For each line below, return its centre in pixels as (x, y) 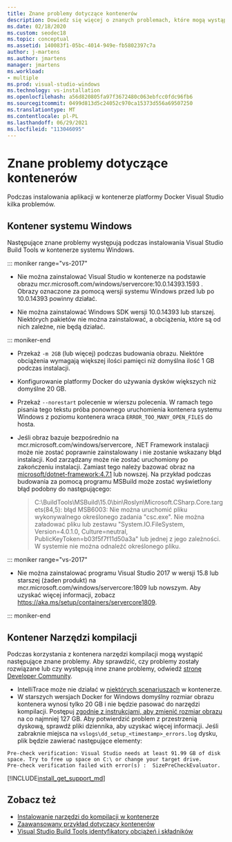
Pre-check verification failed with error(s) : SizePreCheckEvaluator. (114, 765)
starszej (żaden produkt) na (57, 580)
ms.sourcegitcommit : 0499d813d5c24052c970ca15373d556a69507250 (100, 104)
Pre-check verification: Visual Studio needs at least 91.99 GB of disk (114, 753)
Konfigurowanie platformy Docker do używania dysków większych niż (117, 382)
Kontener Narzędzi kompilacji (72, 637)
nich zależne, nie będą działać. (61, 327)
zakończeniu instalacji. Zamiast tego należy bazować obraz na (106, 467)
